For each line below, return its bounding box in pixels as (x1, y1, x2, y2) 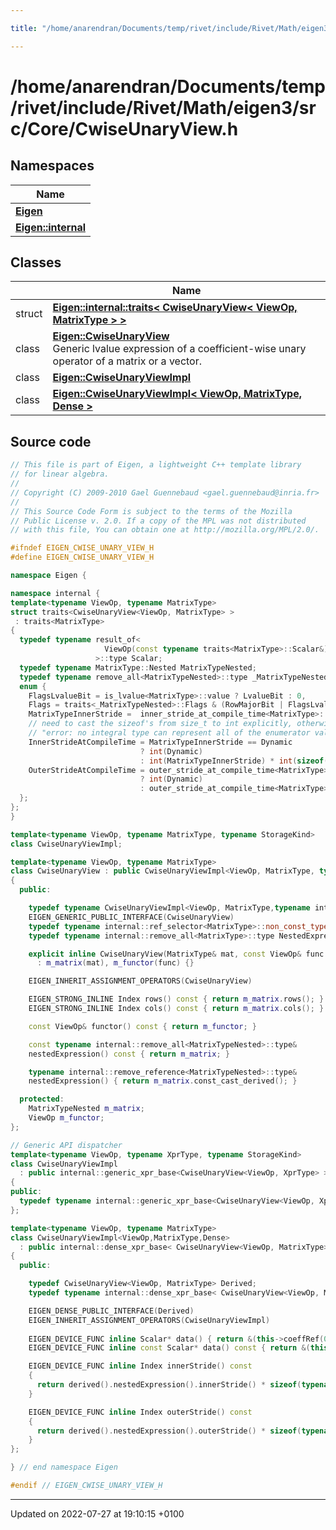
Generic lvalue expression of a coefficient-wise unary (52, 342, 307, 356)
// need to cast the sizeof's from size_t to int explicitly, (28, 719, 293, 729)
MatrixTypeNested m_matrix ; (28, 1104, 145, 1114)
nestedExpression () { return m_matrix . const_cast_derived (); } (28, 1076, 298, 1086)
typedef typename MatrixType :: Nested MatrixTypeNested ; (19, 662, 257, 673)
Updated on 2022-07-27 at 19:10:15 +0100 (10, 1507, 185, 1520)
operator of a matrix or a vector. (52, 354, 203, 368)
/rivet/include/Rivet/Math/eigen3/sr (10, 96, 317, 119)
